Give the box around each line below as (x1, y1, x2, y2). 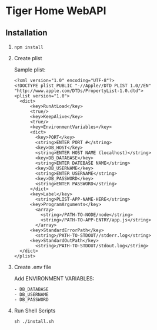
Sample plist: (14, 66, 46, 73)
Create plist (14, 55, 42, 61)
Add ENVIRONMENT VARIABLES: (14, 275, 95, 282)
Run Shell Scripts (14, 307, 56, 314)
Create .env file (14, 264, 51, 270)
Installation (5, 28, 48, 38)
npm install (14, 44, 44, 50)
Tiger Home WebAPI (5, 4, 106, 18)
